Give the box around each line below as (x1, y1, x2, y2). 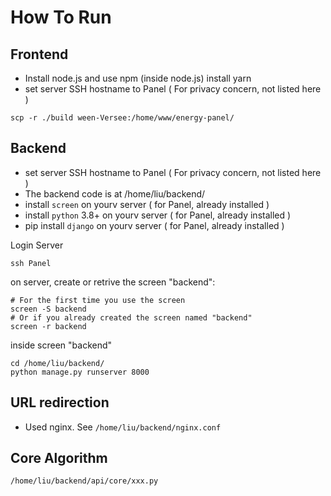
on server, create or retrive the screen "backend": (10, 276, 216, 288)
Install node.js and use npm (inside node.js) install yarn (24, 72, 252, 84)
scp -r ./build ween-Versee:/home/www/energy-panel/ (10, 113, 235, 123)
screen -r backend (10, 321, 87, 331)
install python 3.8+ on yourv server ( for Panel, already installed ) (24, 209, 292, 221)
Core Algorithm (10, 450, 108, 467)
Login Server (10, 239, 64, 251)
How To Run (10, 6, 112, 29)
